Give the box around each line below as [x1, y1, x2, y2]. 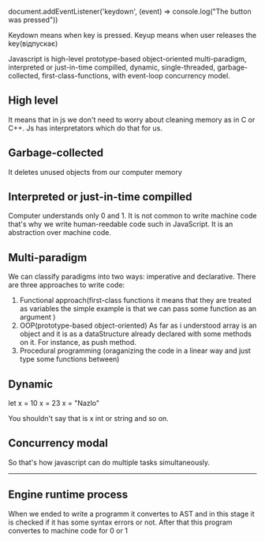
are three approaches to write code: [8, 280, 125, 290]
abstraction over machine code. [8, 228, 112, 237]
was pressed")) [8, 15, 58, 25]
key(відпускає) [8, 39, 58, 48]
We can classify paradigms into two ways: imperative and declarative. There [8, 272, 256, 282]
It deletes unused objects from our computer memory [8, 167, 183, 176]
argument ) [19, 313, 56, 322]
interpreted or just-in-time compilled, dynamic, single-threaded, [8, 63, 215, 72]
